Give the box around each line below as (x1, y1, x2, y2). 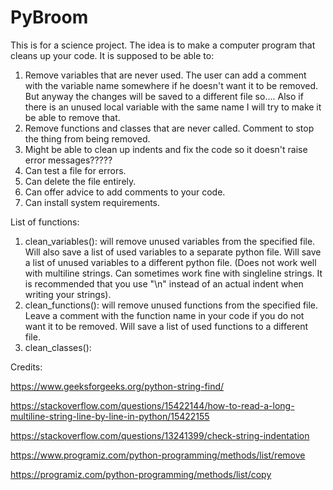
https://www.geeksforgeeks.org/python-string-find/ (10, 380, 225, 392)
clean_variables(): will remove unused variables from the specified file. (24, 235, 316, 247)
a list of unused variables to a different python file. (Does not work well (24, 256, 317, 268)
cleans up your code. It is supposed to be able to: (10, 49, 215, 61)
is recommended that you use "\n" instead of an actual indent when (24, 277, 304, 290)
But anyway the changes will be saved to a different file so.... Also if (24, 90, 304, 102)
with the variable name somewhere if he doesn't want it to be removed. (24, 79, 319, 91)
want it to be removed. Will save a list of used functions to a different (24, 320, 308, 332)
